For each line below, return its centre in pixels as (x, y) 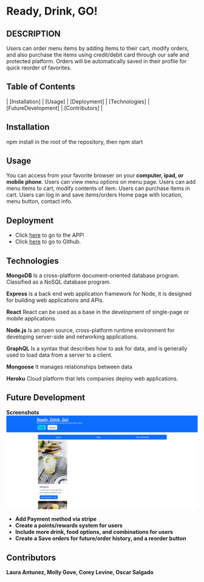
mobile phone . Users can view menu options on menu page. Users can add (101, 182)
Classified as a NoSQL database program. (59, 282)
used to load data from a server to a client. (59, 355)
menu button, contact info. (39, 202)
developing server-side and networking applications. (72, 337)
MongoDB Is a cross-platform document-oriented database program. (93, 276)
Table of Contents (41, 87)
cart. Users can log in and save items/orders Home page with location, (95, 195)
